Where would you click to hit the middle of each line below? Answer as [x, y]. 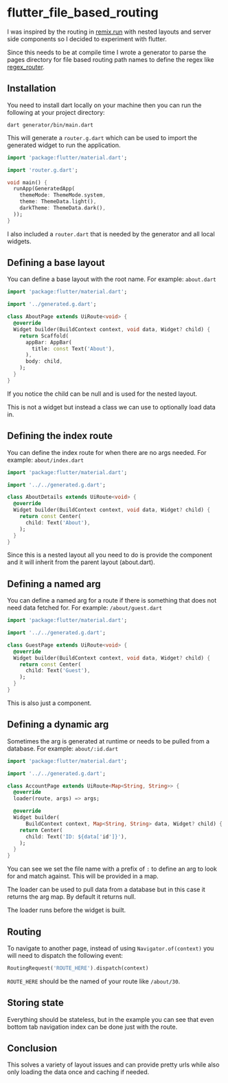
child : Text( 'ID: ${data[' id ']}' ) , [76, 836]
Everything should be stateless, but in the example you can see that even [111, 1019]
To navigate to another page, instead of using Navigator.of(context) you [111, 948]
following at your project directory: [56, 112]
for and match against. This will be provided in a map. [83, 876]
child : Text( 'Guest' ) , [58, 671]
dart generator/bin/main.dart [50, 125]
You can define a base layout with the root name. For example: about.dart [112, 279]
